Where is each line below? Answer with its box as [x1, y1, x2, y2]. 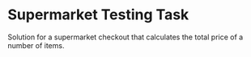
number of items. [7, 40, 65, 50]
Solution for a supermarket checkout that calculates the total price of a [7, 32, 244, 42]
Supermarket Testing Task [7, 6, 189, 24]
